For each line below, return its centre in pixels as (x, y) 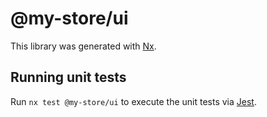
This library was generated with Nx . (83, 46)
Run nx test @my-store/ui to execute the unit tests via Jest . (133, 101)
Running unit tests (68, 77)
